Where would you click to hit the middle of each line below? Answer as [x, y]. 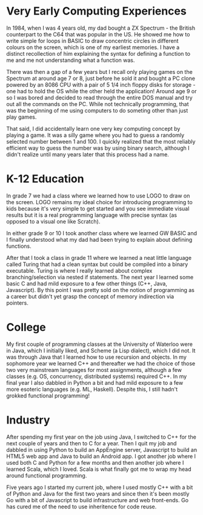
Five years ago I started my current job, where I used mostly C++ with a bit [100, 487]
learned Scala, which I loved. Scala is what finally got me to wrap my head [99, 469]
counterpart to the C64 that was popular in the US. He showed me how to [98, 34]
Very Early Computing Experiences [96, 11]
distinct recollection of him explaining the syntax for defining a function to [98, 53]
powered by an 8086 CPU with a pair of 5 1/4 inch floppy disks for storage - [101, 85]
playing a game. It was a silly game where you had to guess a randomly [95, 135]
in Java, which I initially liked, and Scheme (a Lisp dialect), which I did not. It [101, 350]
